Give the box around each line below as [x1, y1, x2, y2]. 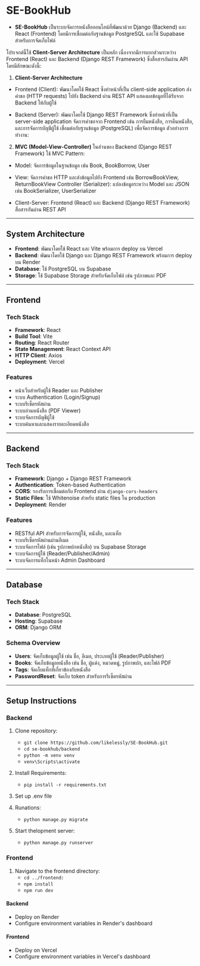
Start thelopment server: [14, 827, 75, 835]
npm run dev [23, 887, 54, 893]
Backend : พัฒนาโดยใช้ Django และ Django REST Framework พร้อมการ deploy [14, 251, 192, 259]
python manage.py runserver [23, 840, 93, 846]
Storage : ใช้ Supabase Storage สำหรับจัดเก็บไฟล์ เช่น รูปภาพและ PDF [14, 272, 167, 279]
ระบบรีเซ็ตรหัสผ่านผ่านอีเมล [14, 536, 69, 543]
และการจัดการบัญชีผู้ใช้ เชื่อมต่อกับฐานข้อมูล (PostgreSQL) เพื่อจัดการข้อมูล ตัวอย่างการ [14, 124, 189, 131]
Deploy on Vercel [14, 947, 58, 954]
